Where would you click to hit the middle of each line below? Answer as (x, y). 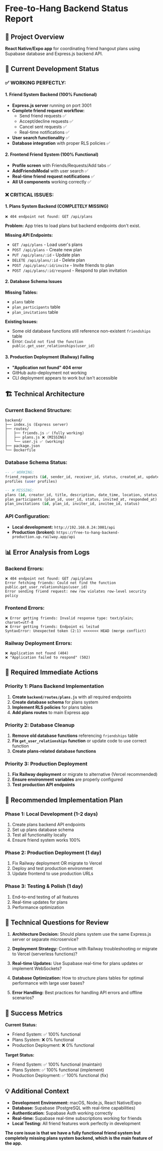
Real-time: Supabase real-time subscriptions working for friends (77, 1118)
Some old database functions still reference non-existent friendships (81, 331)
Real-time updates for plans (40, 902)
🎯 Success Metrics (34, 1013)
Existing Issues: (21, 321)
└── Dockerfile (20, 450)
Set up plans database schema (43, 830)
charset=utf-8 (19, 622)
